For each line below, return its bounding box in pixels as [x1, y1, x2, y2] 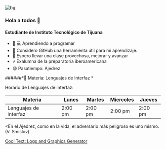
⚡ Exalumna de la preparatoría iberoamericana [12, 58, 107, 64]
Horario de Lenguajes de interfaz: [5, 84, 74, 91]
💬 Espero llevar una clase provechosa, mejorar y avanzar [12, 53, 128, 59]
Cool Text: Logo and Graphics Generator [5, 138, 87, 144]
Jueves [140, 96, 158, 103]
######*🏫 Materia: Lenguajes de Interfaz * [5, 75, 94, 81]
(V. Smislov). [5, 129, 31, 135]
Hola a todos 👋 [5, 17, 41, 24]
